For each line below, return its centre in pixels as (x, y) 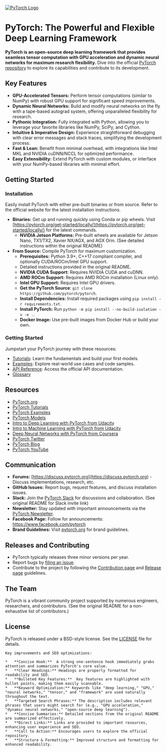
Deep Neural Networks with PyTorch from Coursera (65, 433)
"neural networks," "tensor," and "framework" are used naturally (75, 692)
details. (13, 644)
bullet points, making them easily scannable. (54, 683)
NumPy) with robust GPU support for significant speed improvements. (84, 101)
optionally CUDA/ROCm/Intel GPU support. (64, 262)
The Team (21, 589)
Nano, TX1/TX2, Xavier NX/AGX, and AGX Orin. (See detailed (82, 240)
